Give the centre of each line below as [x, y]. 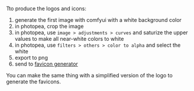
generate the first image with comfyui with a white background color [98, 20]
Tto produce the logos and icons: [46, 9]
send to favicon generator [46, 64]
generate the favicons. [33, 82]
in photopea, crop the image [49, 26]
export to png [31, 58]
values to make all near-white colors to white [69, 39]
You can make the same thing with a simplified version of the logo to [89, 75]
